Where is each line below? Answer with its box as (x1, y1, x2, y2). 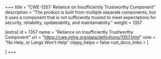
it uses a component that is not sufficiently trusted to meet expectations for (5, 15, 157, 20)
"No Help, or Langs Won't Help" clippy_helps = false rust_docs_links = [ (5, 39, 149, 45)
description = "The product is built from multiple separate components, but (5, 9, 156, 15)
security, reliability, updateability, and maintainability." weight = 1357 (5, 20, 142, 25)
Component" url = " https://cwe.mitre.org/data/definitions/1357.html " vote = (5, 34, 156, 40)
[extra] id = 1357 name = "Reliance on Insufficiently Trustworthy (5, 29, 134, 35)
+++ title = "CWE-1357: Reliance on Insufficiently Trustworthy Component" (5, 4, 156, 10)
